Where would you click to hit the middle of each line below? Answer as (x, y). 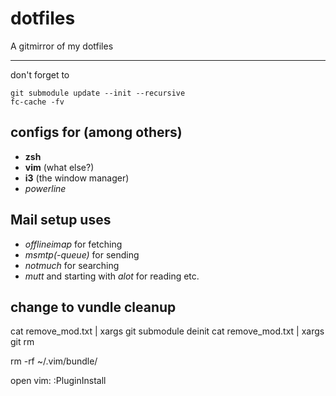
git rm (22, 342)
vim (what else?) (59, 167)
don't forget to (40, 74)
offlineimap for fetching (73, 244)
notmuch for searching (72, 265)
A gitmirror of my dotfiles (62, 46)
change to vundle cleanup (93, 307)
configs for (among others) (96, 132)
